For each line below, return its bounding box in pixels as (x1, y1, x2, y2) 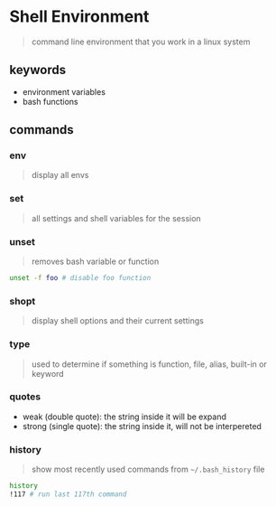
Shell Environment (9, 6, 150, 27)
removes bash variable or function (31, 256, 160, 267)
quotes (9, 390, 41, 403)
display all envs (31, 170, 89, 181)
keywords (9, 62, 66, 78)
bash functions (22, 96, 78, 107)
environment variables (22, 86, 106, 97)
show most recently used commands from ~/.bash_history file (31, 464, 265, 475)
